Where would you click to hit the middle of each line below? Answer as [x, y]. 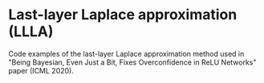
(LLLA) [31, 32]
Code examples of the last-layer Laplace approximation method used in [126, 53]
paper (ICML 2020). [41, 70]
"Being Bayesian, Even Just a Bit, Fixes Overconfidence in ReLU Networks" [132, 62]
